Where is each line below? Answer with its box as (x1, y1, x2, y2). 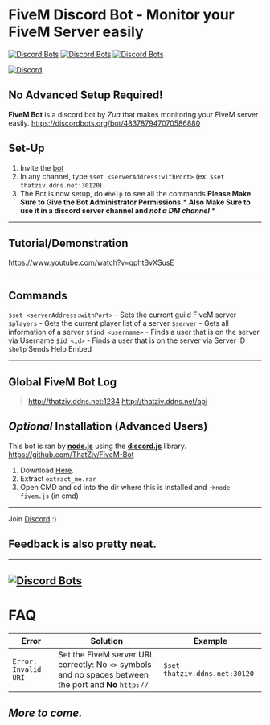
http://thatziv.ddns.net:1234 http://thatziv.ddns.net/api (27, 397, 207, 406)
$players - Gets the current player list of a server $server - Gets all (8, 319, 229, 328)
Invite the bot (19, 163, 64, 172)
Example (193, 635, 227, 646)
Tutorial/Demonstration (8, 236, 129, 250)
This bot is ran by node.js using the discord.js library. (8, 441, 187, 451)
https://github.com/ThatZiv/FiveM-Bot (8, 449, 134, 459)
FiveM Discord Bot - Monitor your (8, 6, 235, 24)
